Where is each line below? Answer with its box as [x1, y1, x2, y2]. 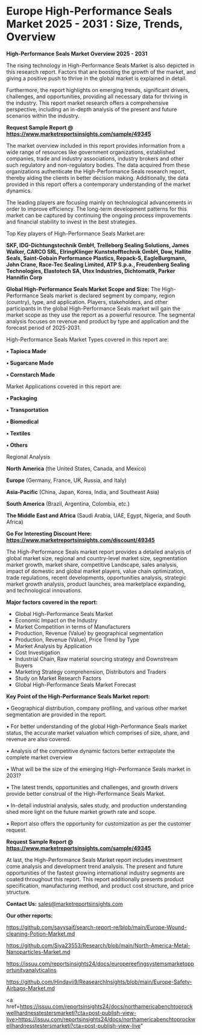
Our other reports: [6, 911, 53, 919]
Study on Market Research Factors [14, 674, 101, 682]
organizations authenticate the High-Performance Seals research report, [6, 168, 186, 175]
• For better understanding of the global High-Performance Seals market [6, 723, 187, 730]
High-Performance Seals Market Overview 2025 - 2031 [6, 50, 148, 57]
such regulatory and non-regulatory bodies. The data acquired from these [6, 161, 190, 168]
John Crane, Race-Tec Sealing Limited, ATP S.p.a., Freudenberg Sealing [6, 260, 190, 268]
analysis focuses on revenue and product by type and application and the [6, 317, 189, 325]
